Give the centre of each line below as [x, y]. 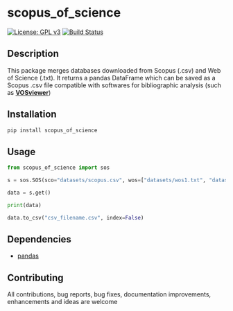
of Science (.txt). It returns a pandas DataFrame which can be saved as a [112, 78]
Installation [32, 115]
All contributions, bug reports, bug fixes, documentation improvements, [109, 294]
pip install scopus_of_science [52, 130]
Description [33, 54]
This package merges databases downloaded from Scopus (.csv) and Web [114, 70]
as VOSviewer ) [29, 92]
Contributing [35, 277]
